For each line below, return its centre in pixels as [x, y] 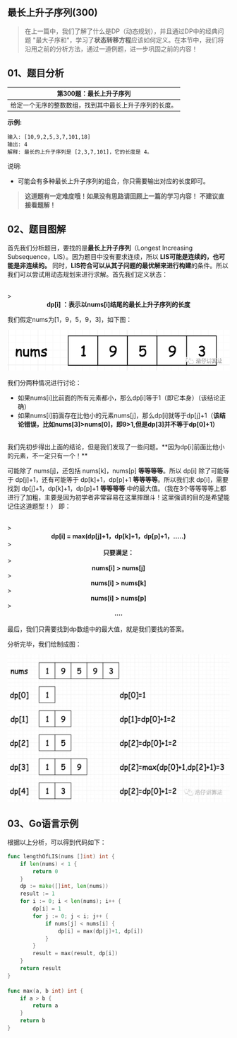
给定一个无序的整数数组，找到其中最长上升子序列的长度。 [94, 105]
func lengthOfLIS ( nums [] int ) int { [61, 856]
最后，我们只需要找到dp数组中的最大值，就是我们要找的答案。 [98, 629]
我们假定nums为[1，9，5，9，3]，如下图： [70, 319]
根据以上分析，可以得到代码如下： [57, 842]
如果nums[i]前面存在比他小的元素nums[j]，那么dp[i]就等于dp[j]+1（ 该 [119, 415]
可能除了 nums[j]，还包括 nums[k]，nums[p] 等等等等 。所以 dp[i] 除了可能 [115, 471]
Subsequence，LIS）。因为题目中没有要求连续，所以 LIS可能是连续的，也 [113, 256]
